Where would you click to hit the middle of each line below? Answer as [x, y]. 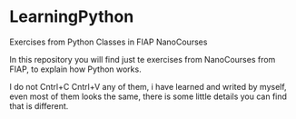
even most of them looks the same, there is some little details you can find [148, 96]
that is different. [39, 105]
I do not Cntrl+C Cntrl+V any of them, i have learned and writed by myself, [148, 86]
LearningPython [72, 17]
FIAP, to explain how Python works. [76, 69]
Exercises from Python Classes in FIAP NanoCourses [109, 42]
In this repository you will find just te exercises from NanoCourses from [143, 59]
